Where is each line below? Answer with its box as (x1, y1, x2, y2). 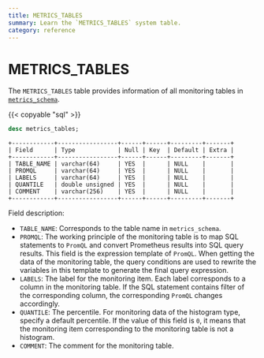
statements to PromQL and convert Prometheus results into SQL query (19, 241, 244, 250)
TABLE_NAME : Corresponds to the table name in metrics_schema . (19, 224, 221, 233)
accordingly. (19, 299, 61, 308)
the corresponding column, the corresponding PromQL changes (19, 291, 223, 300)
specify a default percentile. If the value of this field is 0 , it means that (19, 316, 246, 326)
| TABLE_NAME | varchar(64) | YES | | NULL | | (8, 160, 235, 168)
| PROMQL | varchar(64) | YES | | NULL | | (8, 167, 235, 175)
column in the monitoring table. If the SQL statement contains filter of (19, 282, 245, 292)
